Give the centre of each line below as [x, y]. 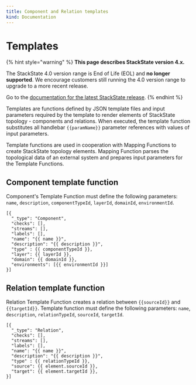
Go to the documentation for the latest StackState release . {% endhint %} [94, 97]
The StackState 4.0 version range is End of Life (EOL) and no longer [88, 73]
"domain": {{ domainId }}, [44, 260]
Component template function [62, 182]
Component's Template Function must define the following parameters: [92, 197]
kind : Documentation [31, 17]
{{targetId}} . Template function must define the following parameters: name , [98, 308]
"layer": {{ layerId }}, [42, 255]
